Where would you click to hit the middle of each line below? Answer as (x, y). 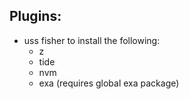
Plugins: (35, 16)
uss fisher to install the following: (92, 40)
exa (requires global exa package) (109, 83)
